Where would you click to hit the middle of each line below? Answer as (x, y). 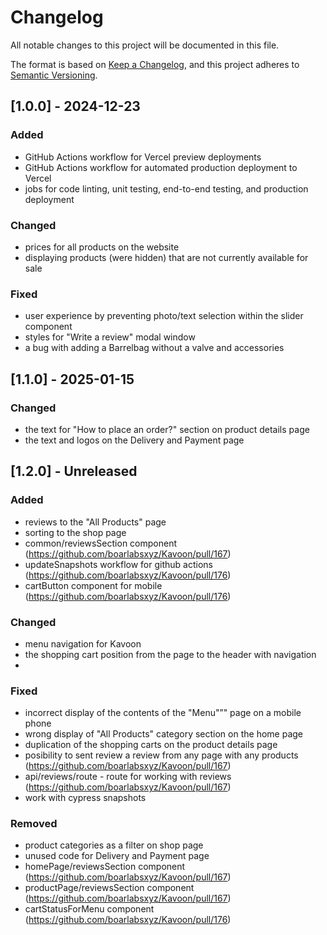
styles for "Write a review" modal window (110, 337)
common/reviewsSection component (100, 543)
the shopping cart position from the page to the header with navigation (170, 654)
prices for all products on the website (102, 247)
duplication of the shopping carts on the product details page (151, 745)
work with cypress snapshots (85, 798)
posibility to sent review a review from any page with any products (161, 755)
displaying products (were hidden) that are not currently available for (166, 257)
